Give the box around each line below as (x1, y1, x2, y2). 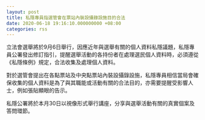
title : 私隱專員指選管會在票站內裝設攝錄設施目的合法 (6, 15, 126, 21)
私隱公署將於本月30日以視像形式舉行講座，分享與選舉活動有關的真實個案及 (6, 100, 195, 107)
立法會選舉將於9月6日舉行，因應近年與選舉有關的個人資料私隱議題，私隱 (6, 43, 190, 51)
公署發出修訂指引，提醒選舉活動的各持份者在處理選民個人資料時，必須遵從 (11, 51, 199, 58)
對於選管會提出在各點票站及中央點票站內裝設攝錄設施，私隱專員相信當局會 (6, 71, 193, 79)
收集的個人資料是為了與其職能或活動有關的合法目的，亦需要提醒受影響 (11, 79, 188, 86)
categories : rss (6, 26, 48, 32)
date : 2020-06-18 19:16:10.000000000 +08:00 (6, 20, 121, 26)
